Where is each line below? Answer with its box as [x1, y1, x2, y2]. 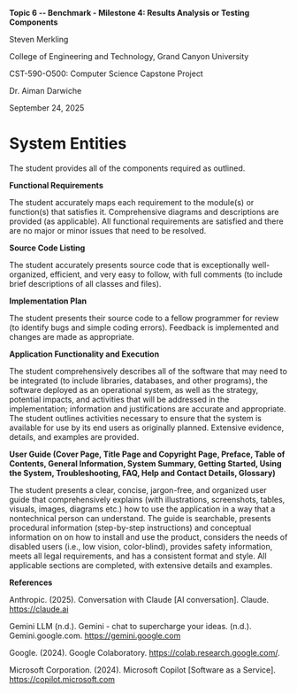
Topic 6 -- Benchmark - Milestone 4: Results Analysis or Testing [9, 8, 250, 18]
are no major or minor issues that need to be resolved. [9, 225, 207, 235]
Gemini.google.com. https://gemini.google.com [9, 630, 181, 641]
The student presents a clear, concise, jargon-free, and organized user [9, 484, 267, 495]
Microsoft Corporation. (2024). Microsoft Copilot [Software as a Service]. [9, 664, 277, 675]
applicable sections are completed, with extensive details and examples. [9, 559, 273, 570]
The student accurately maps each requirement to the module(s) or [9, 196, 255, 207]
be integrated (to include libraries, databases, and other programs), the [9, 375, 268, 386]
